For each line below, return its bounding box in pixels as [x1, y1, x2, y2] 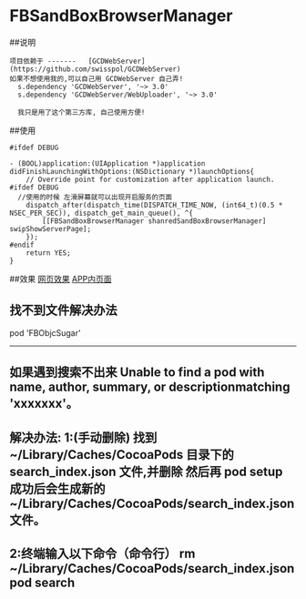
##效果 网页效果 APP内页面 [9, 273, 112, 284]
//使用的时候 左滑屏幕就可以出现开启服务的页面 [17, 192, 173, 201]
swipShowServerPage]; [9, 224, 92, 233]
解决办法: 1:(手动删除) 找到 [9, 430, 158, 445]
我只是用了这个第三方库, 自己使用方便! [17, 107, 146, 117]
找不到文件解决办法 [9, 302, 117, 319]
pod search [9, 574, 76, 590]
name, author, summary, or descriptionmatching [9, 380, 291, 395]
